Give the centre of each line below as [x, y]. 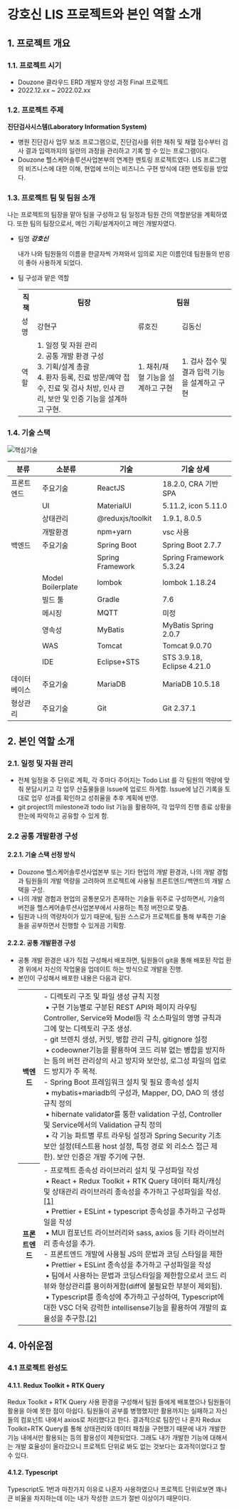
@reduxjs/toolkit [124, 518]
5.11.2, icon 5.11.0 [195, 506]
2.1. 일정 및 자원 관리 [40, 764]
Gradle [108, 599]
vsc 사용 [176, 532]
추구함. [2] [81, 1318]
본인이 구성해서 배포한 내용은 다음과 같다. [75, 978]
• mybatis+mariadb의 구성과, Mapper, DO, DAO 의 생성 [135, 1093]
